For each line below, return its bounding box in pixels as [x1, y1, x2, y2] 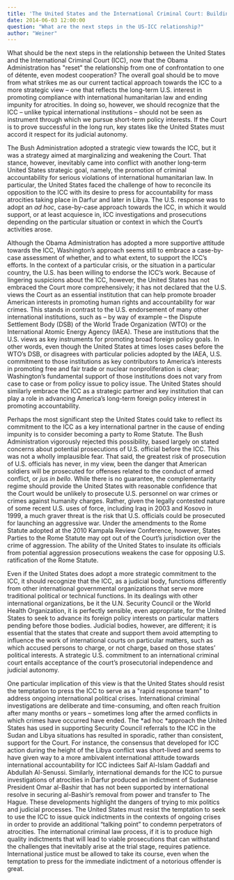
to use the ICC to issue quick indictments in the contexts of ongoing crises [7, 813, 221, 821]
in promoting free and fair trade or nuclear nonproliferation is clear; [7, 365, 200, 373]
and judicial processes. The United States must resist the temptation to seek [7, 805, 226, 814]
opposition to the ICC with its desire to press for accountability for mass [7, 188, 214, 197]
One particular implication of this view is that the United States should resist [7, 679, 225, 688]
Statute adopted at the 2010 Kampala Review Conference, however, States [7, 526, 221, 535]
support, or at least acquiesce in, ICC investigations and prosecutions [7, 211, 207, 219]
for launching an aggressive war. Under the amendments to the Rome [7, 519, 207, 527]
